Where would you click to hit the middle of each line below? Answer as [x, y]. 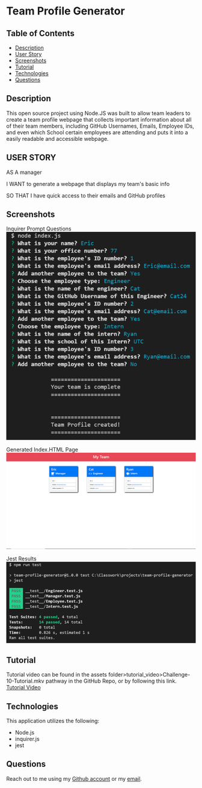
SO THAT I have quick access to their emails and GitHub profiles [86, 195]
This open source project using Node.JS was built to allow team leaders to [98, 113]
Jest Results [22, 559]
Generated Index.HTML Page [42, 449]
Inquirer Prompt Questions [39, 229]
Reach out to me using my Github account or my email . [74, 778]
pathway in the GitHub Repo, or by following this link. [111, 681]
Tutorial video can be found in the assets [57, 675]
